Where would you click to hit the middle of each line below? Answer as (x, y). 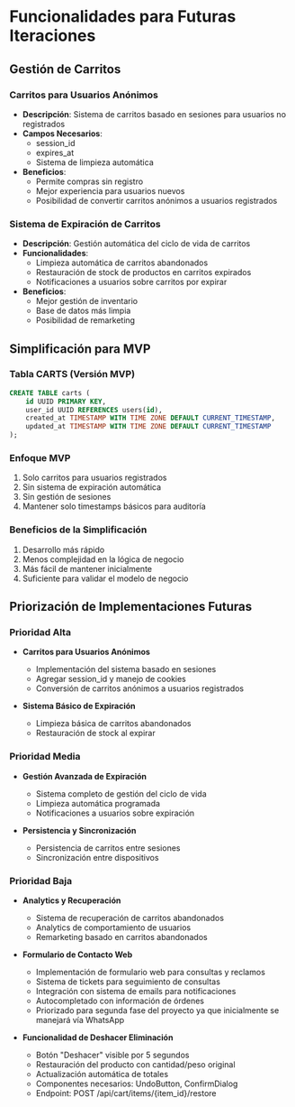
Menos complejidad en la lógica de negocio (103, 559)
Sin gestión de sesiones (67, 497)
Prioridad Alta (40, 632)
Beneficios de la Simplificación (78, 530)
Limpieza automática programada (98, 803)
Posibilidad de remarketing (85, 320)
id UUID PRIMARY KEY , (66, 401)
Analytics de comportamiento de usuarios (113, 927)
